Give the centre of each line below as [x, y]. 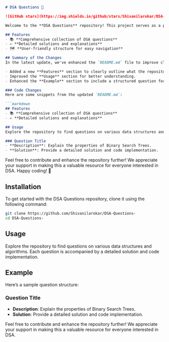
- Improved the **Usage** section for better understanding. [71, 76]
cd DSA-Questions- [24, 218]
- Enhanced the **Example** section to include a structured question [81, 81]
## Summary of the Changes [33, 58]
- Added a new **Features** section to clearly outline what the [75, 71]
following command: [26, 204]
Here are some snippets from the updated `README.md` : [64, 95]
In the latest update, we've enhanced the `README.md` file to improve [82, 63]
